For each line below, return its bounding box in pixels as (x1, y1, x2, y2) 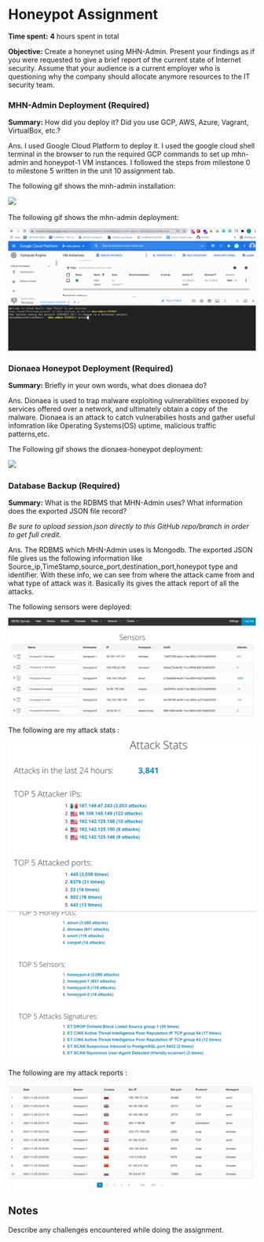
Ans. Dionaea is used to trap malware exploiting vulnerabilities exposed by (8, 396, 249, 405)
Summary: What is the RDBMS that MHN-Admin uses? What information (8, 498, 244, 507)
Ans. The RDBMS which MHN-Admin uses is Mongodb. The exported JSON (8, 545, 253, 555)
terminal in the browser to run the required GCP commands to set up (8, 149, 230, 159)
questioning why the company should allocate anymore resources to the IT (8, 71, 251, 81)
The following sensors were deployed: (8, 603, 132, 612)
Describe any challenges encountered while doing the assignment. (8, 1225, 224, 1234)
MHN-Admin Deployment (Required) (8, 100, 150, 111)
